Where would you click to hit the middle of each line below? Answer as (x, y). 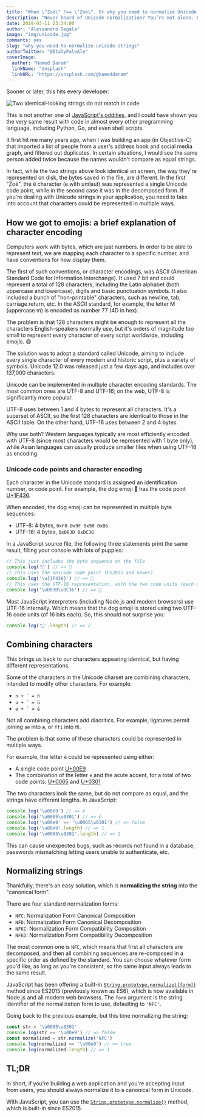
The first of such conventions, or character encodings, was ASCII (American (102, 272)
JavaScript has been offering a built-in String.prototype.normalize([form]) (101, 985)
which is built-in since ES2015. (44, 1108)
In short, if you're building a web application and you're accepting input (96, 1083)
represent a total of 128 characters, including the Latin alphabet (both (93, 284)
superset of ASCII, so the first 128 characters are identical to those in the (97, 416)
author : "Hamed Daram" (40, 63)
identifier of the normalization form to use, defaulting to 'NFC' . (84, 1004)
